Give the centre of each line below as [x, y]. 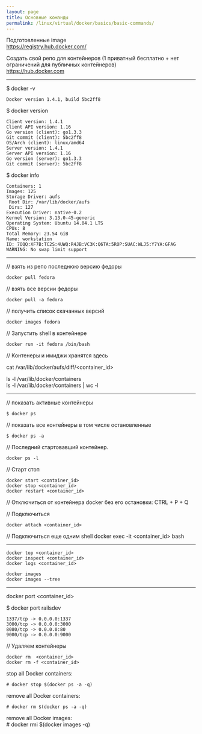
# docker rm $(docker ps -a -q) [47, 707]
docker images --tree [33, 579]
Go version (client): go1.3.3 [44, 132]
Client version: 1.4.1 [35, 122]
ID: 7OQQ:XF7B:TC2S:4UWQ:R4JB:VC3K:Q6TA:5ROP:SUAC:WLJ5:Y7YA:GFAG [91, 244]
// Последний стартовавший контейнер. [57, 447]
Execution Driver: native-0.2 [44, 213]
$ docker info [23, 175]
